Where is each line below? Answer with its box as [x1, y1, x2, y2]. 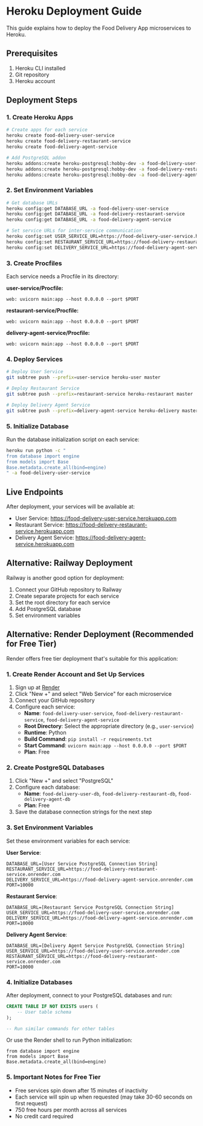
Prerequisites [6, 49, 58, 59]
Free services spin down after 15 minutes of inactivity [14, 1087, 148, 1094]
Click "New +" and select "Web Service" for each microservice [14, 690, 172, 697]
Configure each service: [14, 703, 76, 710]
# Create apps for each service [6, 127, 88, 133]
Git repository [14, 71, 50, 78]
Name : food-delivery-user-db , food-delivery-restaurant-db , [24, 790, 177, 797]
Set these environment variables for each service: [6, 837, 130, 845]
